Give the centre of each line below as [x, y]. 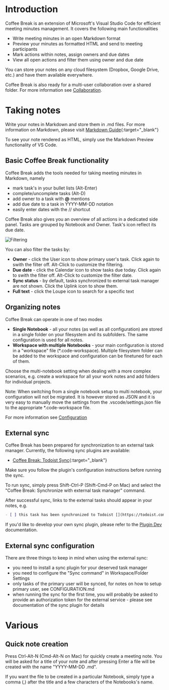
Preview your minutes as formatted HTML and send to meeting [77, 43]
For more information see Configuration [46, 417]
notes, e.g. [16, 506]
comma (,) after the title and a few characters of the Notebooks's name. [79, 682]
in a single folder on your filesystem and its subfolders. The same [80, 334]
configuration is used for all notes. [48, 340]
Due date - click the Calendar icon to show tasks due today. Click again [87, 270]
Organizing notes [33, 307]
